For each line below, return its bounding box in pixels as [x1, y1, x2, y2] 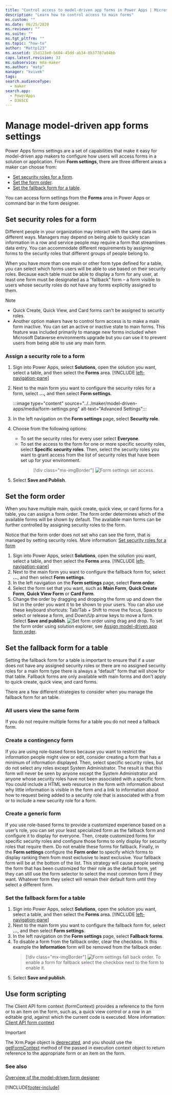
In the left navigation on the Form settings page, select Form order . [12, 580, 156, 586]
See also [5, 1063, 27, 1070]
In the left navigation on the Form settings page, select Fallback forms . [12, 933, 164, 939]
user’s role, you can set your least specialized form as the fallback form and [5, 827, 165, 833]
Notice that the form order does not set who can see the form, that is [5, 532, 150, 538]
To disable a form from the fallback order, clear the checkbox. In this [12, 938, 157, 945]
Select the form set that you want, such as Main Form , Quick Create [12, 585, 158, 592]
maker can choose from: [5, 164, 57, 170]
